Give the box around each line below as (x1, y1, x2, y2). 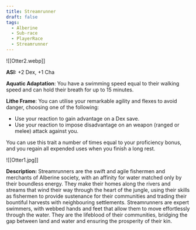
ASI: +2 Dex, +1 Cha (6, 68, 55, 75)
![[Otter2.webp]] (6, 57, 46, 64)
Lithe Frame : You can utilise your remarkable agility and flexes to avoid (6, 97, 177, 104)
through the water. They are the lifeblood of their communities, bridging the (6, 211, 188, 218)
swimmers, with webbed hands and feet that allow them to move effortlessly (6, 205, 190, 212)
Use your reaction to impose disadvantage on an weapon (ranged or (14, 121, 180, 128)
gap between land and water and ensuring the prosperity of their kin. (6, 217, 173, 224)
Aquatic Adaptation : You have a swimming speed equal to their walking (6, 80, 180, 87)
